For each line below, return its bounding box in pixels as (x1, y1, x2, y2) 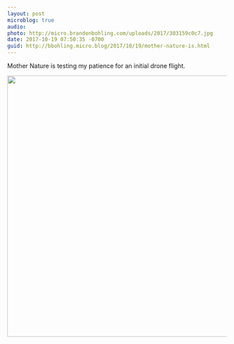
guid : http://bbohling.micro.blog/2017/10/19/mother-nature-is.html (7, 42, 210, 49)
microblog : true (7, 17, 54, 24)
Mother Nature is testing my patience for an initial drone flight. (7, 62, 186, 70)
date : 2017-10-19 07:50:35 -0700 (7, 36, 104, 43)
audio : (7, 23, 26, 30)
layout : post (7, 10, 45, 17)
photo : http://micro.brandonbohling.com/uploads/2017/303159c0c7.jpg (7, 29, 214, 37)
